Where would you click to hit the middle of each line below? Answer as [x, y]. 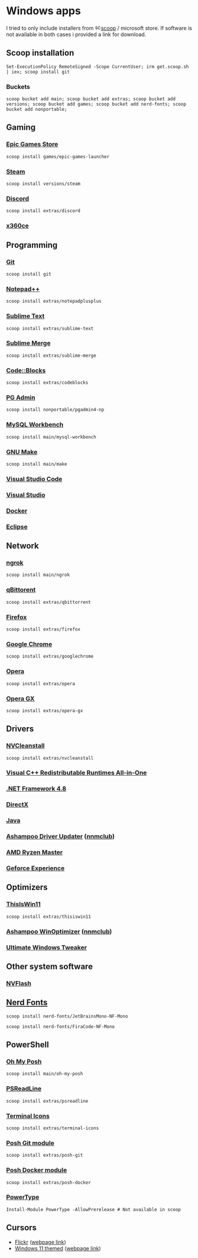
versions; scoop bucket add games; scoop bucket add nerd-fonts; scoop [96, 104]
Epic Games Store [32, 145]
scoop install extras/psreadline [47, 1101]
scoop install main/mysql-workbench [51, 437]
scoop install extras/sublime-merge [51, 356]
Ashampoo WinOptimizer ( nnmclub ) [59, 932]
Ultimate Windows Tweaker [47, 947]
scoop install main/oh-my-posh [45, 1074]
